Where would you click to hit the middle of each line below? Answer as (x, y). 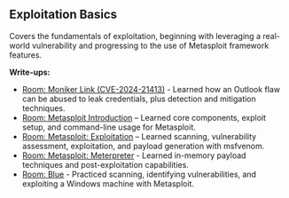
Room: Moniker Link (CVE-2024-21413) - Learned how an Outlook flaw (151, 89)
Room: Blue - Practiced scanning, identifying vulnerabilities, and (139, 174)
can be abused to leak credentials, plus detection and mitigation (139, 99)
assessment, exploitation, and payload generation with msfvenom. (143, 146)
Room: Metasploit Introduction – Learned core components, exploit (144, 117)
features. (26, 55)
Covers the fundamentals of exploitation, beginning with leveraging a (135, 36)
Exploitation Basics (63, 15)
